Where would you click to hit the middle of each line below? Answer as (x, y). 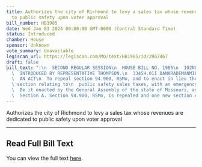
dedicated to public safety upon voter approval (64, 119)
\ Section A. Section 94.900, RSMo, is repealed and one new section (102, 96)
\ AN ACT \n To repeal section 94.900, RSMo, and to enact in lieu (99, 79)
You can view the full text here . (44, 158)
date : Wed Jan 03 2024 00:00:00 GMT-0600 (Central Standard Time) (91, 29)
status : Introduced (31, 34)
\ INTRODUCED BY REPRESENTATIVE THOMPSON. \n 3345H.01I (84, 73)
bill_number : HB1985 (32, 23)
